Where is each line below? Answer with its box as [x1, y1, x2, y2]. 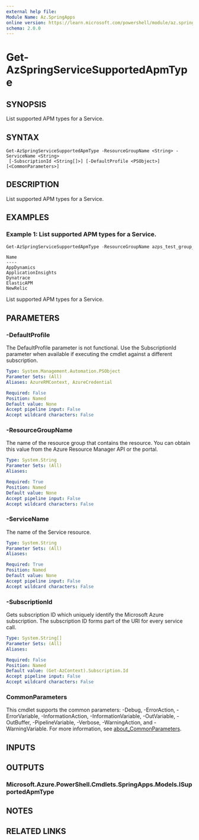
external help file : [6, 8, 57, 15]
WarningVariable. [6, 725, 49, 732]
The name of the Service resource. [6, 528, 91, 536]
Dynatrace [6, 275, 31, 281]
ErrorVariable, [6, 713, 40, 720]
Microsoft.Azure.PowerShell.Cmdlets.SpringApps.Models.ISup [6, 780, 192, 788]
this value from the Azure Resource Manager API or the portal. [6, 445, 158, 453]
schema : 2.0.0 [6, 25, 41, 31]
